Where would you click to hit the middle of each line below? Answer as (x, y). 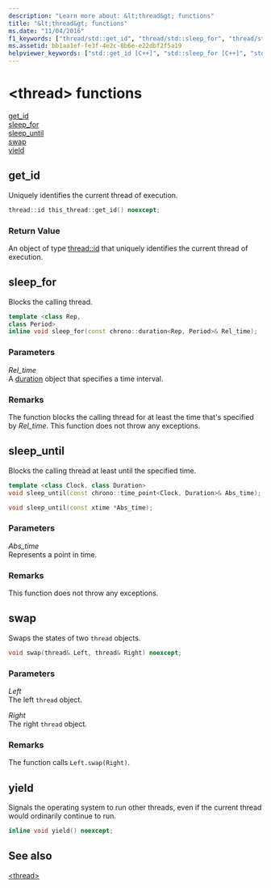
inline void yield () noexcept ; (61, 831)
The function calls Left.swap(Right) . (69, 763)
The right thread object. (48, 724)
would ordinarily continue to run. (63, 816)
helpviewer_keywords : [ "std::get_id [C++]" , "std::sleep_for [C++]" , (128, 53)
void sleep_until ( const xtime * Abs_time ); (81, 507)
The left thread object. (46, 700)
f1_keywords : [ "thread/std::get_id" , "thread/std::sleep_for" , (117, 38)
